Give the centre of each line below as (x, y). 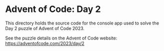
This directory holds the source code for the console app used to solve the (82, 23)
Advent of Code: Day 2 (53, 9)
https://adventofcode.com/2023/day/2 (45, 43)
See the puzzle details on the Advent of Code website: (61, 38)
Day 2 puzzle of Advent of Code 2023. (45, 28)
